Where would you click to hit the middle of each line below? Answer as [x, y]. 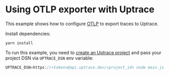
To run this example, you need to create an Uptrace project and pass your [83, 52]
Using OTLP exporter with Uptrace [80, 10]
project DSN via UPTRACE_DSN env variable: [49, 58]
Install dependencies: [28, 33]
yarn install [19, 43]
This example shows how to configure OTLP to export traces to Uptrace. [82, 24]
